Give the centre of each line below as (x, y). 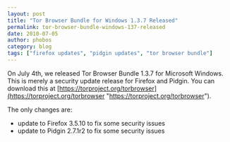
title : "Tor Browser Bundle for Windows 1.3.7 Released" (93, 20)
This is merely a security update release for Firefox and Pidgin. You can (111, 81)
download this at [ (34, 88)
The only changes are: (40, 110)
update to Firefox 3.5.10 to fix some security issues (91, 123)
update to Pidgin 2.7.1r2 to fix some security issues (91, 131)
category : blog (30, 47)
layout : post (26, 14)
